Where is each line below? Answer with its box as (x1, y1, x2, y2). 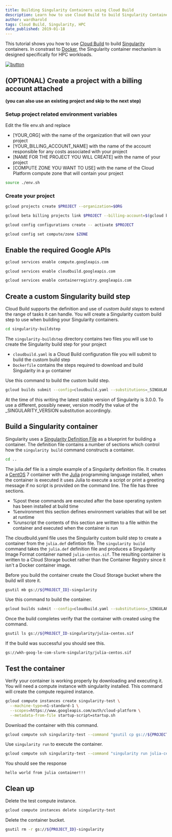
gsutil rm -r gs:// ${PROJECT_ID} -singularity (5, 827, 104, 832)
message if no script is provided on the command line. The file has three (5, 482, 158, 488)
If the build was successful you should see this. (5, 640, 105, 646)
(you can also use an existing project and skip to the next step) (5, 98, 141, 104)
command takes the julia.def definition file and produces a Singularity (5, 546, 156, 552)
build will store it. (5, 577, 41, 583)
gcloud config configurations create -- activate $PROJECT (5, 222, 134, 228)
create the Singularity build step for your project (5, 341, 106, 347)
